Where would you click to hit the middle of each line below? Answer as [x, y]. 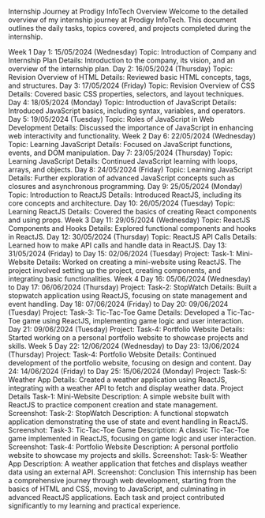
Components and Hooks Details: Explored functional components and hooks [132, 228]
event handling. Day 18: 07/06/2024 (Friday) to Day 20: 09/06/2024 [118, 304]
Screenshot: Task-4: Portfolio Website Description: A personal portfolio [123, 447]
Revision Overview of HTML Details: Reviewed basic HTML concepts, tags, [130, 77]
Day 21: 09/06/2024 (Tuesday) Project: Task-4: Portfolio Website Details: [127, 329]
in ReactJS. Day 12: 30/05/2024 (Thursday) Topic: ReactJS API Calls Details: [132, 237]
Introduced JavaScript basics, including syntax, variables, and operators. [127, 111]
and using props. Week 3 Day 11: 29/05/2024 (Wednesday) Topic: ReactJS [129, 220]
